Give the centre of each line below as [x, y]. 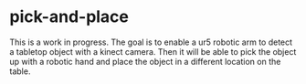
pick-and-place [69, 17]
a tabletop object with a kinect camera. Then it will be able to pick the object [153, 51]
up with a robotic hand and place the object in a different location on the [145, 61]
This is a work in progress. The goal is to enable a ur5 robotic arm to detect [151, 42]
